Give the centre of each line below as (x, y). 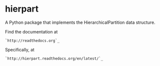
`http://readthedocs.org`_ (32, 41)
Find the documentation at (31, 32)
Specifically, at (20, 49)
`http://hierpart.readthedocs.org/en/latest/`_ (54, 58)
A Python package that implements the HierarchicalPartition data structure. (80, 22)
